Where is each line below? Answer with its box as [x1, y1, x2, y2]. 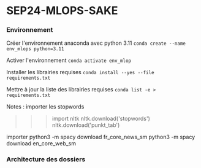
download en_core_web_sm [6, 140, 77, 147]
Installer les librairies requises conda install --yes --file [6, 69, 154, 76]
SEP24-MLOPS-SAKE [6, 4, 118, 18]
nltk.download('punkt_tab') [51, 121, 120, 129]
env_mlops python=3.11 [6, 46, 64, 52]
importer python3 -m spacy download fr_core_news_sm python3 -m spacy [6, 133, 195, 141]
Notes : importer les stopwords [6, 103, 85, 110]
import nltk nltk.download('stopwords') [51, 115, 150, 123]
